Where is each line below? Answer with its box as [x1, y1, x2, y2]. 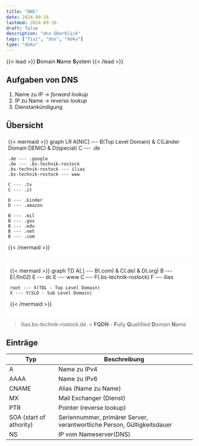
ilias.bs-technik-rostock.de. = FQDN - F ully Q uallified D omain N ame [20, 321, 187, 328]
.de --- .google [8, 156, 49, 161]
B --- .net [8, 228, 35, 234]
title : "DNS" [6, 8, 38, 15]
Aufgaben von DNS [6, 75, 78, 85]
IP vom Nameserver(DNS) [58, 430, 131, 438]
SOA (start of [9, 413, 46, 422]
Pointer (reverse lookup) [58, 403, 126, 412]
